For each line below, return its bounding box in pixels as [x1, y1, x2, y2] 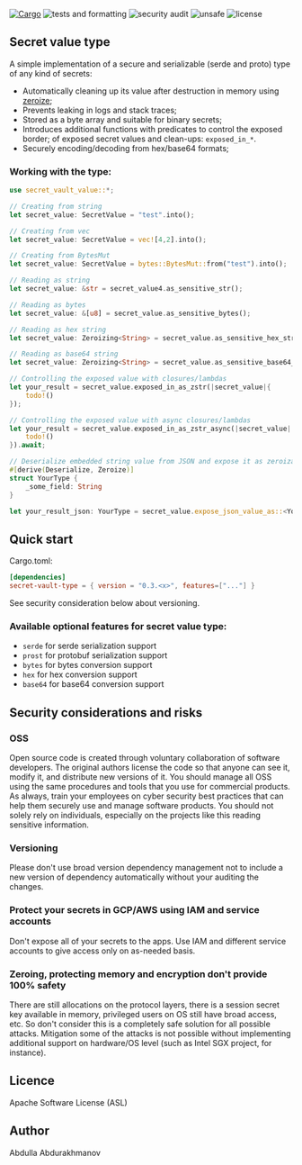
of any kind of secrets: [9, 68, 93, 78]
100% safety [9, 979, 67, 991]
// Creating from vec [9, 226, 91, 236]
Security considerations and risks [9, 705, 203, 720]
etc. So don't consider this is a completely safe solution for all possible [9, 1018, 271, 1029]
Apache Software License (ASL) [9, 1097, 128, 1107]
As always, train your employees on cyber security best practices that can [9, 790, 284, 801]
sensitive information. [9, 819, 90, 830]
